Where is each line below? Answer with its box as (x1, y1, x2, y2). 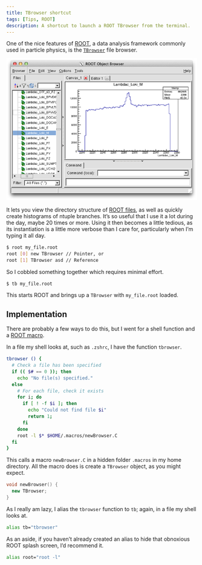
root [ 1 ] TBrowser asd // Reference (6, 257, 99, 263)
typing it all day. (6, 232, 46, 239)
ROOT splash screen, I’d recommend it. (6, 541, 104, 549)
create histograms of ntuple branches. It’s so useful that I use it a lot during (6, 212, 194, 219)
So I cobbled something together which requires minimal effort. (6, 268, 164, 275)
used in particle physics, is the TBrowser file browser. (6, 46, 138, 54)
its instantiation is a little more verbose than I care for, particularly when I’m (6, 225, 194, 233)
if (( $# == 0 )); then (11, 369, 71, 375)
